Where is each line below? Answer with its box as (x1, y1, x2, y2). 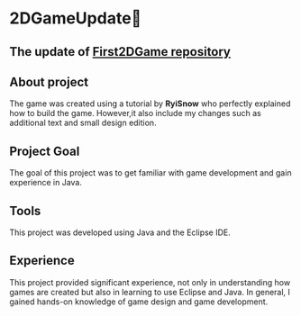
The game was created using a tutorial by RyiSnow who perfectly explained (9, 98, 291, 109)
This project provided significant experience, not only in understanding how (9, 276, 291, 287)
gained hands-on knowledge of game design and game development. (9, 296, 269, 307)
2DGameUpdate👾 (9, 8, 142, 29)
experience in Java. (9, 177, 83, 188)
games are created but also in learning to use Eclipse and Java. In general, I (9, 286, 291, 297)
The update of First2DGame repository (9, 44, 232, 59)
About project (9, 74, 88, 89)
